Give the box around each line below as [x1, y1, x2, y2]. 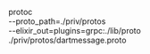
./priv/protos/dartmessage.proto [8, 35, 127, 45]
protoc [8, 7, 33, 17]
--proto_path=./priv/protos [8, 16, 106, 27]
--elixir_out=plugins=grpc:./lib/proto [8, 26, 142, 35]
